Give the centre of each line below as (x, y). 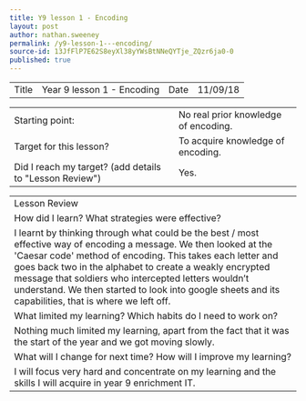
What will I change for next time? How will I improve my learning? (153, 357)
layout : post (34, 26)
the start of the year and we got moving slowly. (115, 342)
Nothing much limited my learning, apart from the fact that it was (152, 331)
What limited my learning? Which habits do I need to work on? (146, 316)
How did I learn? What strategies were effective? (117, 218)
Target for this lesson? (61, 146)
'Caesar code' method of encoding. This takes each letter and (146, 256)
